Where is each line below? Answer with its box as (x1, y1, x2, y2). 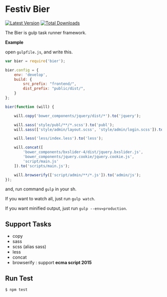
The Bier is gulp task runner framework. (5, 29, 87, 35)
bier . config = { (5, 67, 39, 73)
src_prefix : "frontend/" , (23, 81, 77, 87)
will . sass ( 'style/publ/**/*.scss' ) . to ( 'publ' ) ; (14, 122, 114, 128)
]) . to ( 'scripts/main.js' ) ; (14, 163, 70, 168)
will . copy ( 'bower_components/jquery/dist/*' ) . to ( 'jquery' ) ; (14, 113, 141, 118)
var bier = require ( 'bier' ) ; (5, 58, 66, 63)
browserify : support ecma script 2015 (12, 260, 92, 266)
